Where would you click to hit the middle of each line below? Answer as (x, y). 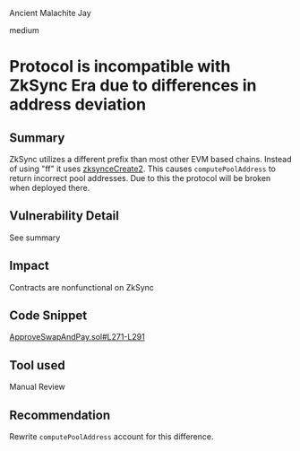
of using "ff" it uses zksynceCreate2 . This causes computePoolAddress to (142, 169)
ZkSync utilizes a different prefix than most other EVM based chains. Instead (150, 159)
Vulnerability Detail (64, 216)
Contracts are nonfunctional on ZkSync (82, 287)
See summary (35, 238)
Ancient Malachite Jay (50, 13)
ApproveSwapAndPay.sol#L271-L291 (77, 337)
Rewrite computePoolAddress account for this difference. (111, 437)
